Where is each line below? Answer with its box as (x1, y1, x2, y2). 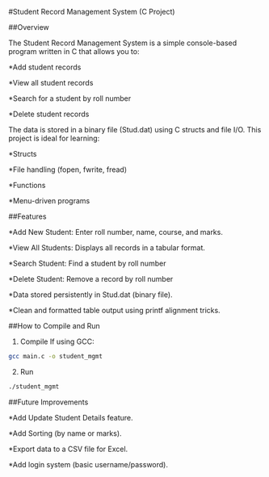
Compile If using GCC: (19, 337, 95, 346)
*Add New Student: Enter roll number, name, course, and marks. (8, 228, 224, 236)
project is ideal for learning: (8, 133, 100, 143)
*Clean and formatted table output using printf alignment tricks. (8, 306, 221, 315)
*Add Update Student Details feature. (8, 412, 133, 422)
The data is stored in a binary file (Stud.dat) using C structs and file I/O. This (8, 125, 262, 134)
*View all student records (8, 78, 94, 87)
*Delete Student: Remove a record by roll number (8, 274, 174, 283)
